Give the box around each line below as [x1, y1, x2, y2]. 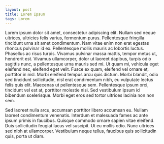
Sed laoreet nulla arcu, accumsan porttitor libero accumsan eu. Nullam [5, 107, 148, 113]
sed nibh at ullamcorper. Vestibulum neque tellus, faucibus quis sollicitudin [5, 128, 157, 134]
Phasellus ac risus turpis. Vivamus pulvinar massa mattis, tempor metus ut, [5, 51, 158, 57]
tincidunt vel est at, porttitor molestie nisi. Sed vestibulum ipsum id [5, 87, 140, 93]
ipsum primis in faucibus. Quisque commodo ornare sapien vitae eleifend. [5, 117, 155, 123]
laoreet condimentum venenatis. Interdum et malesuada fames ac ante [5, 113, 148, 118]
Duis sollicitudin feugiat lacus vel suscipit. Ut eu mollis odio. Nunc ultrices [5, 123, 154, 129]
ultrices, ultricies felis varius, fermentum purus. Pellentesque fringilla [5, 35, 145, 41]
